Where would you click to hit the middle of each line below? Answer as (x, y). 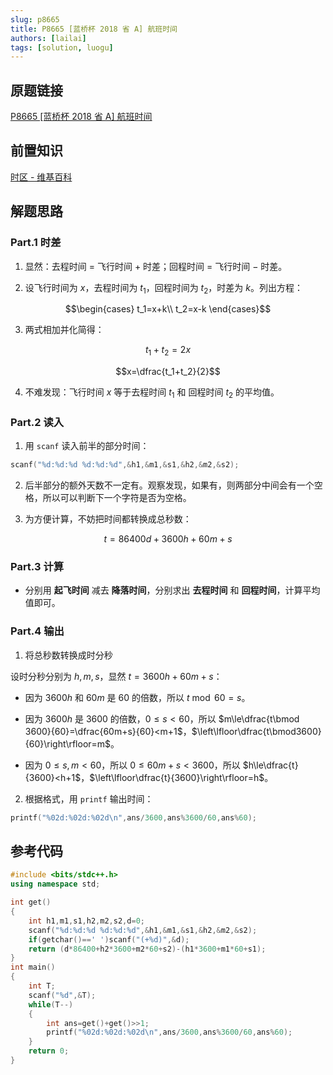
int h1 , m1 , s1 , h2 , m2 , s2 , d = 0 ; (86, 921)
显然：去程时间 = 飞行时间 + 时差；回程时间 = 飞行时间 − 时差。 (156, 266)
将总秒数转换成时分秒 (68, 655)
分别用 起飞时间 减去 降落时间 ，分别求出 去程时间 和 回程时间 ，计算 (163, 590)
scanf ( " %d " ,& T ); (62, 995)
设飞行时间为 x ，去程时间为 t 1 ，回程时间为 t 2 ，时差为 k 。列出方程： (163, 288)
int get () (31, 902)
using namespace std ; (55, 884)
